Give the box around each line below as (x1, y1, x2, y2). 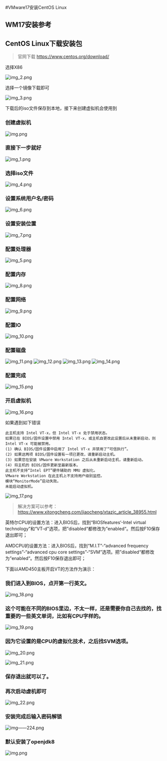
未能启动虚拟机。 (5, 484, 36, 489)
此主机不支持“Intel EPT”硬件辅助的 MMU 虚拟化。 (5, 468, 98, 473)
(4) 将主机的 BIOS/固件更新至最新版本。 (5, 463, 80, 468)
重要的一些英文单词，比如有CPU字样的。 (5, 612, 104, 619)
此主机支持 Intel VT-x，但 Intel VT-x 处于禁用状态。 (5, 430, 110, 435)
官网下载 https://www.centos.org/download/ (17, 53, 110, 59)
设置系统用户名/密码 (5, 195, 54, 202)
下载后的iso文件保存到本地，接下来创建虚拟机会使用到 (5, 105, 117, 111)
